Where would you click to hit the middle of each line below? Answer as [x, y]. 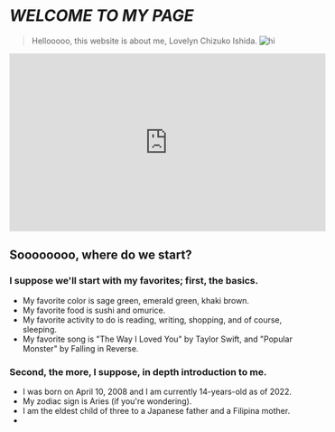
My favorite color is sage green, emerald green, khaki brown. [136, 300]
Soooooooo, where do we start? [101, 255]
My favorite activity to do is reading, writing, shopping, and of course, [152, 319]
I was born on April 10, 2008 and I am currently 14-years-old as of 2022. [157, 391]
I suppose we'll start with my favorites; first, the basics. [134, 281]
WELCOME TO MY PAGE [102, 16]
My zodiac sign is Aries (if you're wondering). [107, 401]
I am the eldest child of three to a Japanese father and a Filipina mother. [156, 410]
